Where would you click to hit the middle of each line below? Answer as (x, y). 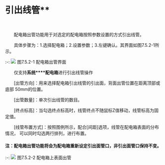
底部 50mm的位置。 (25, 89)
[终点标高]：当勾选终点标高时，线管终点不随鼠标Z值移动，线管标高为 (84, 110)
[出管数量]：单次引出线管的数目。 (48, 99)
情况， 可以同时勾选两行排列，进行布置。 (47, 133)
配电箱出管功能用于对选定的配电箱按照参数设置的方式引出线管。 (79, 34)
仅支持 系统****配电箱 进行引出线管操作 (54, 72)
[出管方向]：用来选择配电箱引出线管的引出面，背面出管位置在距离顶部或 (87, 83)
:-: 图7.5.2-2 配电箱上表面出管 (38, 158)
